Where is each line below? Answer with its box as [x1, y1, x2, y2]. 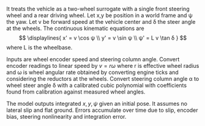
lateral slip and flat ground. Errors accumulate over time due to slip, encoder [6, 106, 198, 114]
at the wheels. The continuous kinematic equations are [6, 24, 145, 32]
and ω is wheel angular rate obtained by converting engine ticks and [6, 69, 179, 76]
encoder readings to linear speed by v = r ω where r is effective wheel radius [6, 62, 199, 69]
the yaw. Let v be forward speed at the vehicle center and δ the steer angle [6, 18, 196, 25]
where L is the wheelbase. [6, 44, 73, 51]
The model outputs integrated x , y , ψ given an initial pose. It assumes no [6, 100, 188, 107]
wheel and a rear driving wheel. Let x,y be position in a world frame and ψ [6, 12, 193, 19]
